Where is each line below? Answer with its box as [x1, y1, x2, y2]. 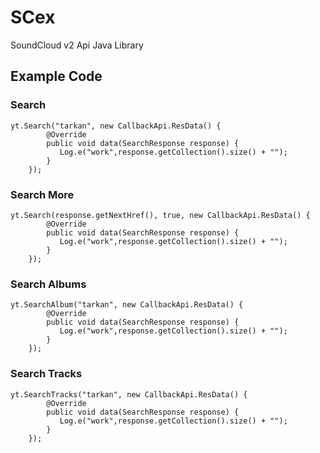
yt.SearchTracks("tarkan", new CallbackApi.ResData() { [10, 389, 248, 400]
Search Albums [10, 277, 87, 291]
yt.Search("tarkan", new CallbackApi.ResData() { [10, 121, 222, 131]
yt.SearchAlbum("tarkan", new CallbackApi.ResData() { [10, 300, 244, 310]
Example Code [10, 68, 103, 85]
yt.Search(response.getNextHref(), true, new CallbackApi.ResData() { [10, 210, 311, 220]
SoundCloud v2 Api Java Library [10, 39, 144, 51]
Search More [10, 187, 75, 201]
